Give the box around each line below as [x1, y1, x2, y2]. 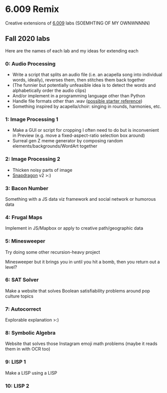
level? [5, 264, 17, 270]
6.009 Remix [5, 3, 59, 15]
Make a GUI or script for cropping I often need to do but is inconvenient [12, 127, 160, 133]
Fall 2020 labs [5, 34, 50, 43]
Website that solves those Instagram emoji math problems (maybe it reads [5, 341, 158, 347]
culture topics [5, 293, 34, 299]
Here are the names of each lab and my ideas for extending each [5, 47, 139, 53]
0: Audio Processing [5, 60, 56, 67]
